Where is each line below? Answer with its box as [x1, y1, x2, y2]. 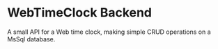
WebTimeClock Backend [7, 5, 152, 21]
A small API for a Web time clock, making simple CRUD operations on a [7, 28, 211, 36]
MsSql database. [7, 35, 56, 43]
